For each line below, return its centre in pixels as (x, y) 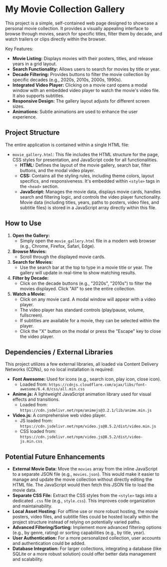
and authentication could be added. (49, 543)
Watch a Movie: (29, 294)
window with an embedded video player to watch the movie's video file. (86, 90)
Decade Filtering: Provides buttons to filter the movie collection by (81, 74)
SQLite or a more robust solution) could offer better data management (84, 554)
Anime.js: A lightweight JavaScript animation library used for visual (82, 394)
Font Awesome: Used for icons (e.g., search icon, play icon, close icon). (86, 379)
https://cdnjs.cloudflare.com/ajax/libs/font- (98, 385)
